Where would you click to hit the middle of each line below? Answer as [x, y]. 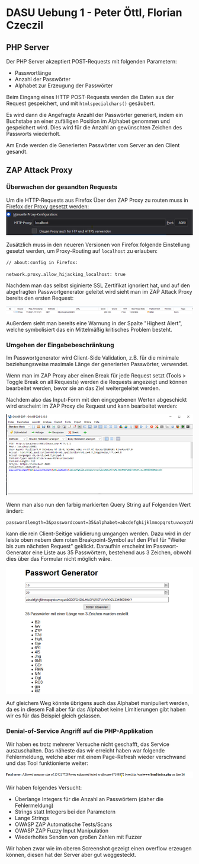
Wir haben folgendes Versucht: [44, 788]
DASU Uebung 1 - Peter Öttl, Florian [94, 13]
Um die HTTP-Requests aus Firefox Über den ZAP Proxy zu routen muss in [97, 200]
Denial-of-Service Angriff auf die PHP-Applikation [80, 731]
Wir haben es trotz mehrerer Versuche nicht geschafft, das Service [88, 744]
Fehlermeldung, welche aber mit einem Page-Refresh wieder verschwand [96, 757]
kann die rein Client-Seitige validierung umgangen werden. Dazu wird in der [99, 533]
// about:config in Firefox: [42, 263]
